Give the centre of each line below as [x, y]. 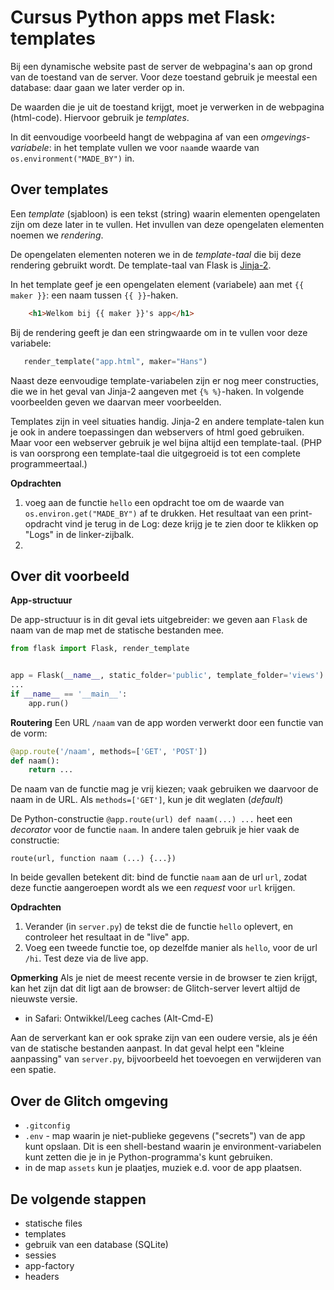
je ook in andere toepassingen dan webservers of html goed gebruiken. [157, 432]
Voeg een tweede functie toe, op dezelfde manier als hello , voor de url [171, 948]
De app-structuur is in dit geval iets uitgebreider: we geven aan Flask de [159, 620]
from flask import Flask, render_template [100, 649]
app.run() [49, 703]
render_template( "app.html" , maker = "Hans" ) [115, 361]
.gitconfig [47, 1126]
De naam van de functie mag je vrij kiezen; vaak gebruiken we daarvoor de [164, 789]
